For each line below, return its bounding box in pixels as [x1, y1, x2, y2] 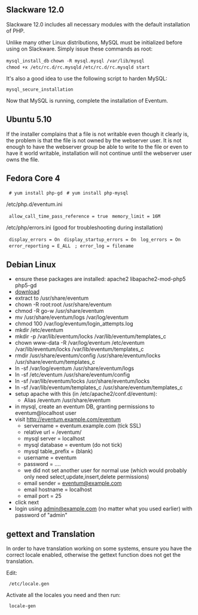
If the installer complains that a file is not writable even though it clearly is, [6, 130, 190, 138]
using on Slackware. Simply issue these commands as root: [6, 45, 153, 52]
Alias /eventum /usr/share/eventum [23, 396, 111, 404]
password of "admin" [14, 512, 68, 519]
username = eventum [23, 454, 77, 461]
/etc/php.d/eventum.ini [6, 201, 63, 208]
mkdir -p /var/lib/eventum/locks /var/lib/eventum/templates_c [14, 333, 166, 340]
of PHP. [6, 27, 25, 34]
